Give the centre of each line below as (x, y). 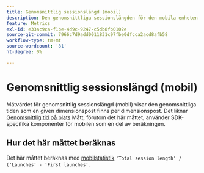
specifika (18, 123)
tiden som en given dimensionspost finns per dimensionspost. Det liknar (97, 111)
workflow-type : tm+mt (34, 40)
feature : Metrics (28, 23)
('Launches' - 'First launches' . (48, 164)
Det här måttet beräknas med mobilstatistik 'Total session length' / (94, 158)
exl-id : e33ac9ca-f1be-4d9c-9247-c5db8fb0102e (67, 29)
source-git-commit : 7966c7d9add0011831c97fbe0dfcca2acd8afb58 (87, 35)
